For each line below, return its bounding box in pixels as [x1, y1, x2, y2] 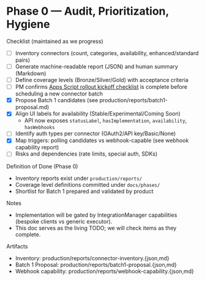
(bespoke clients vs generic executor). [15, 217, 113, 225]
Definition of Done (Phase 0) [6, 162, 78, 170]
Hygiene [6, 17, 50, 31]
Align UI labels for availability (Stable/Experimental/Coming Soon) [15, 110, 181, 118]
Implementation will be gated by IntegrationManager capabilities [15, 211, 177, 219]
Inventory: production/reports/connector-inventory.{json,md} [15, 254, 170, 261]
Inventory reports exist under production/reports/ [15, 174, 143, 182]
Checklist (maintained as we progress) [6, 37, 103, 45]
